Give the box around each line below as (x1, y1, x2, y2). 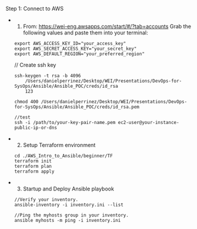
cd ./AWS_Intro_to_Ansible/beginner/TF (14, 153, 113, 159)
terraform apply (14, 168, 55, 174)
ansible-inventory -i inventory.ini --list (14, 202, 124, 208)
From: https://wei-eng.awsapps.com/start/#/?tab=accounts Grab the (23, 23, 191, 30)
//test (14, 114, 31, 120)
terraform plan (14, 163, 52, 169)
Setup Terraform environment (23, 142, 96, 148)
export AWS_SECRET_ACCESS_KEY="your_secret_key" (14, 46, 137, 52)
